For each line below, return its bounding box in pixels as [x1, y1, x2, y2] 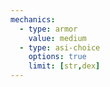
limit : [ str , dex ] [28, 61, 101, 71]
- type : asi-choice [19, 42, 101, 53]
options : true [28, 52, 87, 62]
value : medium [28, 33, 87, 43]
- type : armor [19, 24, 78, 34]
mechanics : [10, 14, 56, 25]
